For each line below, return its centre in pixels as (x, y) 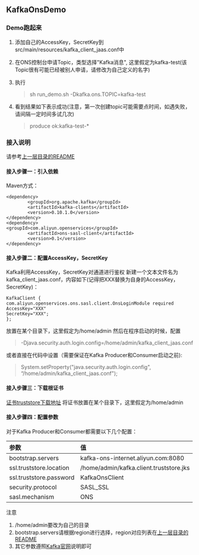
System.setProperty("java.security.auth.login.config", (86, 367)
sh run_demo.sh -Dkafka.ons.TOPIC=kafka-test (88, 94)
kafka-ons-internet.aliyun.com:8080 (132, 458)
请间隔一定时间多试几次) (44, 114)
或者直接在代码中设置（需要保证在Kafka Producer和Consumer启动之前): (94, 355)
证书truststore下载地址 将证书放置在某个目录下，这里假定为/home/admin (95, 402)
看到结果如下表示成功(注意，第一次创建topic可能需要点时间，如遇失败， (102, 106)
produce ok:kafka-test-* (59, 126)
